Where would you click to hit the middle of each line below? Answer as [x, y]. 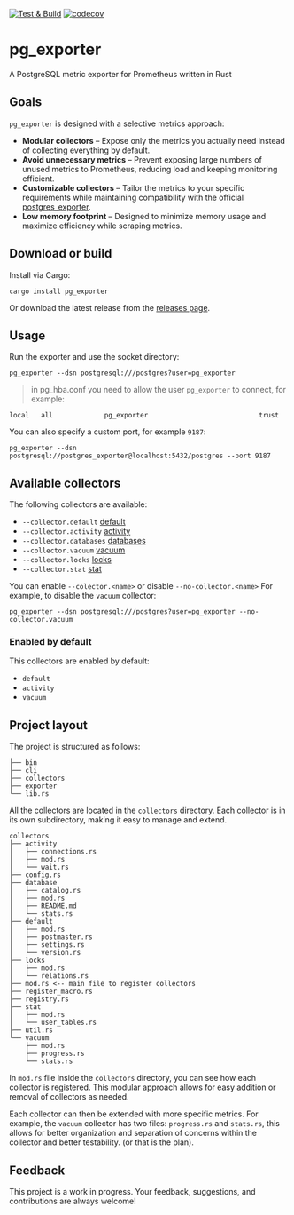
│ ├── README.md [43, 906]
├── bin [23, 763]
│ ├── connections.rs [53, 852]
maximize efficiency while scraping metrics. [102, 226]
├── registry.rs [39, 999]
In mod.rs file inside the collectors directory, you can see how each [133, 1078]
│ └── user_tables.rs [53, 1023]
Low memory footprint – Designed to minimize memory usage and [144, 216]
